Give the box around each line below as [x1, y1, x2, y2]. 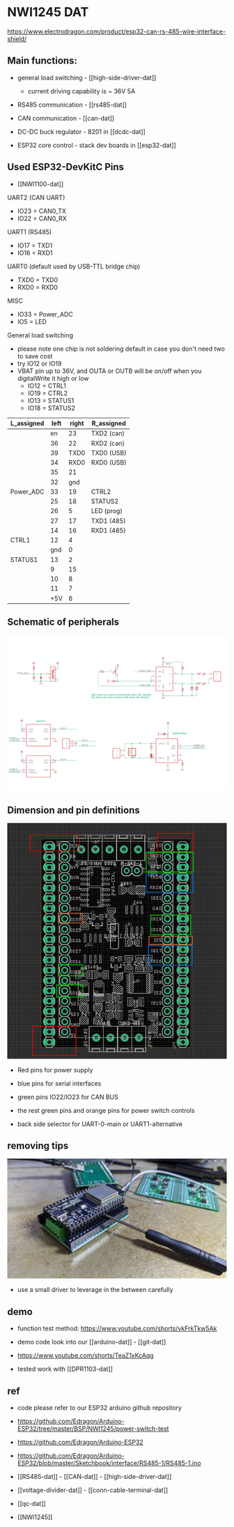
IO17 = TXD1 [17, 241, 53, 250]
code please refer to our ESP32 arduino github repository [17, 1403, 182, 1412]
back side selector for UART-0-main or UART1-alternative [17, 1120, 183, 1128]
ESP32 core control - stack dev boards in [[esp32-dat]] [17, 141, 176, 149]
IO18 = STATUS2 [27, 404, 75, 412]
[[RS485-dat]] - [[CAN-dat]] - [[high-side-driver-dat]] [17, 1472, 172, 1480]
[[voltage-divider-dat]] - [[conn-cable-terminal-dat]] [17, 1486, 169, 1494]
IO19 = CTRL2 [27, 388, 68, 397]
